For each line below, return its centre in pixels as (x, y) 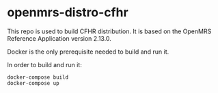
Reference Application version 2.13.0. (59, 38)
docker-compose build (38, 77)
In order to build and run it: (44, 64)
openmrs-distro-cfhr (68, 13)
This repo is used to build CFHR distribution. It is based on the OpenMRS (109, 31)
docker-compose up (33, 83)
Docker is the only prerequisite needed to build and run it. (88, 52)
